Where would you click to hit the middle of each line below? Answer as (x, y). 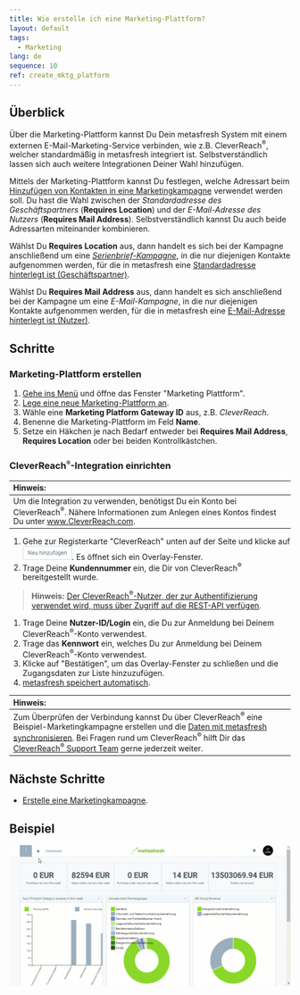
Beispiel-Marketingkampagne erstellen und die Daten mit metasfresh (140, 726)
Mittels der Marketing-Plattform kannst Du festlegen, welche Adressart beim (150, 181)
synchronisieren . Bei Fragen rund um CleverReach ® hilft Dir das (129, 737)
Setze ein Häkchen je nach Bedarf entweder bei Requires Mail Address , (155, 431)
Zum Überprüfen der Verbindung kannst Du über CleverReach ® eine (138, 716)
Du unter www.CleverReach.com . (74, 522)
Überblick (37, 113)
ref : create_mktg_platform (59, 76)
